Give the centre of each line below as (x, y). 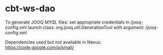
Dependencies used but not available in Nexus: (53, 42)
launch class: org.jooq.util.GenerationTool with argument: (86, 27)
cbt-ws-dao (30, 9)
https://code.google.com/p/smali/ (40, 47)
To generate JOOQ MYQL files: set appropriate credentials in (67, 22)
